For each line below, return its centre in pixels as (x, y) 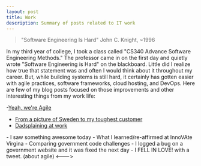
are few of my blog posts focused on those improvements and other (90, 90)
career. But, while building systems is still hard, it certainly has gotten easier (100, 77)
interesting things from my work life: (51, 96)
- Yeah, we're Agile (29, 108)
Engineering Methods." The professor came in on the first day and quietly (97, 58)
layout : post (22, 12)
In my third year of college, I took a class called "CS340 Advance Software (98, 52)
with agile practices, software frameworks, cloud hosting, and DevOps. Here (100, 83)
